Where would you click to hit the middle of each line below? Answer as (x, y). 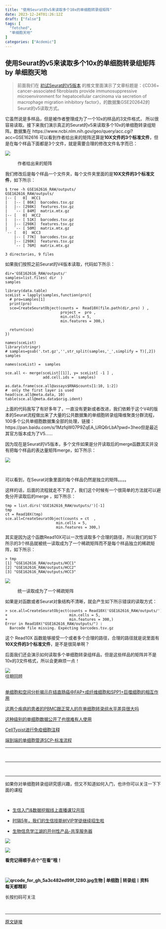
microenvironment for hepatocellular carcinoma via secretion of (82, 96)
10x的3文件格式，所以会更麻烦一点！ (42, 660)
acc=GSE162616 (22, 137)
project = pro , (78, 312)
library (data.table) (26, 291)
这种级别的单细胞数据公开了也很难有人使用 (48, 719)
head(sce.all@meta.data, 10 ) (35, 395)
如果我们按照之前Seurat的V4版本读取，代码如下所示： (60, 264)
